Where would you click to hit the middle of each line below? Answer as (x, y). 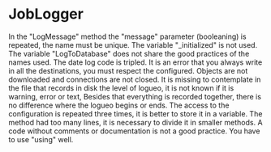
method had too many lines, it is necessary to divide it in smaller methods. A (135, 122)
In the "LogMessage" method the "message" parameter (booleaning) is (127, 36)
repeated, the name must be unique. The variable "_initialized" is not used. (133, 44)
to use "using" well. (41, 139)
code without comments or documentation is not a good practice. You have (134, 131)
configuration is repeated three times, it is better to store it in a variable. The (135, 113)
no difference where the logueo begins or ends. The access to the (119, 105)
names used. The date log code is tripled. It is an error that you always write (135, 62)
